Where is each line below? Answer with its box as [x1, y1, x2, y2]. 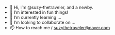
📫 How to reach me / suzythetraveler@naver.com [9, 25, 110, 30]
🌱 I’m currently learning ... [9, 15, 62, 20]
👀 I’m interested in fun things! [9, 9, 69, 15]
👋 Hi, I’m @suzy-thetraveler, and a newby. [9, 5, 94, 10]
